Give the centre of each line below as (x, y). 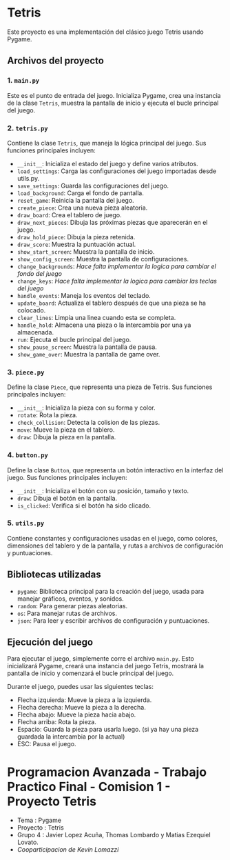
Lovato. (28, 842)
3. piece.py (26, 372)
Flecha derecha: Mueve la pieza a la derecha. (81, 708)
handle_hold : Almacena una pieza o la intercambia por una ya (104, 325)
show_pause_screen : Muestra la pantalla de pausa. (87, 347)
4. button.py (28, 455)
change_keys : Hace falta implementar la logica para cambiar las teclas (117, 281)
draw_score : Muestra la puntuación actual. (76, 244)
